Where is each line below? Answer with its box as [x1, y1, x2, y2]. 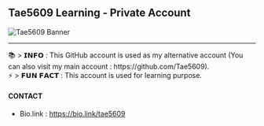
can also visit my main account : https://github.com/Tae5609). [8, 61, 210, 71]
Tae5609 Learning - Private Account [8, 6, 191, 20]
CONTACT [8, 91, 43, 101]
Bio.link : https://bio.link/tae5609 [19, 109, 126, 119]
